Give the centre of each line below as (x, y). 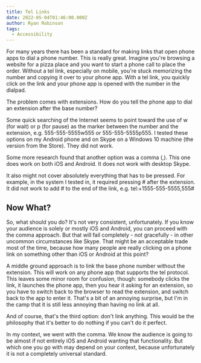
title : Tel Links (28, 12)
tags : (13, 29)
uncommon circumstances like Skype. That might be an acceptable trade (97, 241)
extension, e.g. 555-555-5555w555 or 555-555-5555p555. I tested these (97, 133)
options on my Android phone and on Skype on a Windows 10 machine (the (100, 139)
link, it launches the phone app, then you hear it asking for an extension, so (100, 285)
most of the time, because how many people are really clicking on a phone (99, 247)
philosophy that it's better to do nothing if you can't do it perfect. (87, 322)
